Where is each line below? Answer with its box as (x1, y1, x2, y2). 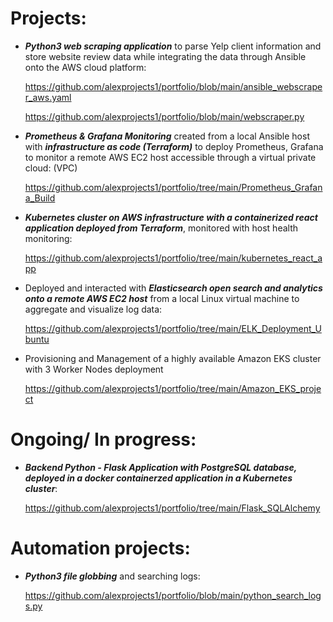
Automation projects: (10, 537, 191, 560)
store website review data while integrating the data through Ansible (24, 50, 307, 62)
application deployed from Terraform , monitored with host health (24, 222, 299, 234)
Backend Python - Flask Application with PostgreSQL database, (24, 461, 298, 473)
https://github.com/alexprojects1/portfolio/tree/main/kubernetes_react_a (24, 252, 323, 264)
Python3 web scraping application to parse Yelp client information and (24, 40, 322, 52)
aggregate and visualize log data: (24, 303, 163, 315)
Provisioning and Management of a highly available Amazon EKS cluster (24, 352, 322, 364)
